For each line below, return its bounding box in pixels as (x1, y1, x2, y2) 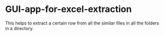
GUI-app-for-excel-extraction (5, 3, 132, 15)
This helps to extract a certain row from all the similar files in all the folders (5, 20, 159, 26)
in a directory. (5, 25, 34, 31)
